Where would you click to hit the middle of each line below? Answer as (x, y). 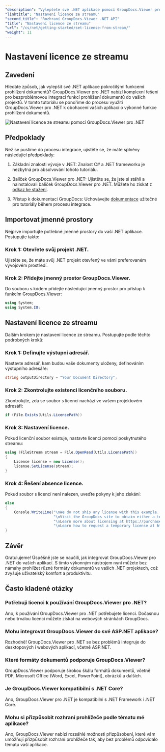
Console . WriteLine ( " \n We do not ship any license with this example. (87, 512)
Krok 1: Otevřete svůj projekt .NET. (47, 250)
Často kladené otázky (39, 589)
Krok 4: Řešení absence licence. (44, 483)
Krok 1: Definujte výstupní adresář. (47, 353)
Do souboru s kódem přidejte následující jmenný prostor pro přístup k (75, 289)
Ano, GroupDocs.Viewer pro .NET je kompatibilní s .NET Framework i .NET (80, 699)
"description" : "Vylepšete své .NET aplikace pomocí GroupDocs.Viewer (79, 10)
